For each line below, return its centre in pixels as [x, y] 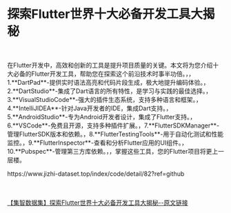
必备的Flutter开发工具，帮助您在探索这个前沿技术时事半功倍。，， [104, 74]
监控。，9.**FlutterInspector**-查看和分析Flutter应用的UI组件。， [98, 143]
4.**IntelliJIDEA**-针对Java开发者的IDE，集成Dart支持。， [90, 108]
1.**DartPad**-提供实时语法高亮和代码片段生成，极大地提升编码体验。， [108, 82]
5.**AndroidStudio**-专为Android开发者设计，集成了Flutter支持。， [102, 116]
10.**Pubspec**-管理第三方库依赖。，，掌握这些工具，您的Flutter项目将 [107, 151]
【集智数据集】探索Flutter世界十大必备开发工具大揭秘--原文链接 [98, 202]
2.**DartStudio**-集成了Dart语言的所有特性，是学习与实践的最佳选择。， [110, 91]
